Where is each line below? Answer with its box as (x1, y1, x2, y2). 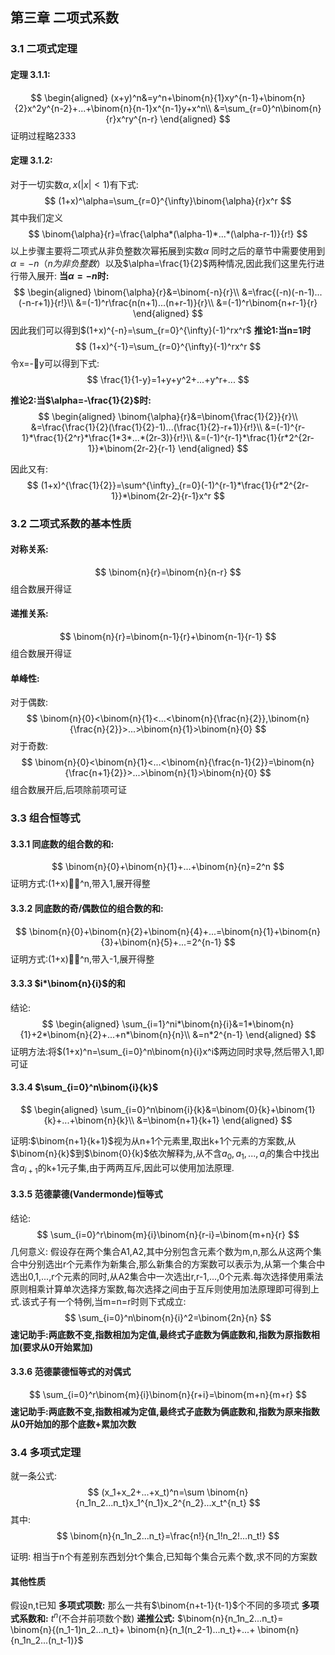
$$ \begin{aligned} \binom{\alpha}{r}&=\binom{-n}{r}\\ (13, 286, 240, 298)
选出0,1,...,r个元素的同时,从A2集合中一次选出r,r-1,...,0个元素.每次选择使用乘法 (10, 1270, 324, 1282)
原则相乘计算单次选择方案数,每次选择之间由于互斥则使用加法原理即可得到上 (10, 1283, 320, 1295)
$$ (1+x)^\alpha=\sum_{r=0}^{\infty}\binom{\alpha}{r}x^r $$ (44, 194, 292, 207)
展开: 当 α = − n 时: (36, 269, 110, 282)
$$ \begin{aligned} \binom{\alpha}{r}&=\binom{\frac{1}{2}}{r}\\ (38, 410, 298, 422)
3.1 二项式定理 (10, 42, 78, 56)
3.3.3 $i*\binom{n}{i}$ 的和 (10, 978, 126, 990)
